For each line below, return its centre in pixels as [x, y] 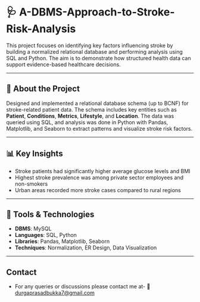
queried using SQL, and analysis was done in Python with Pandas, [87, 122]
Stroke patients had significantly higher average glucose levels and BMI [102, 171]
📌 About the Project [43, 89]
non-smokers [31, 184]
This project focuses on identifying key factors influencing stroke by [90, 45]
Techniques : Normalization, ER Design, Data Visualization [86, 248]
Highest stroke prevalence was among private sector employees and [99, 177]
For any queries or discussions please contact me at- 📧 [82, 286]
